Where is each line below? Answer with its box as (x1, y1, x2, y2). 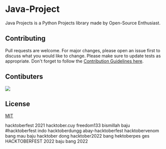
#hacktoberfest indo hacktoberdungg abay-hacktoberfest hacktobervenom (5, 128, 160, 134)
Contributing (5, 34, 46, 43)
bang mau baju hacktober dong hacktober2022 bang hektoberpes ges (5, 133, 150, 139)
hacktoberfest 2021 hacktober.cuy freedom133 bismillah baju (5, 123, 130, 129)
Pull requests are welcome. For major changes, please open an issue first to (5, 47, 161, 53)
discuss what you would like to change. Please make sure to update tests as (5, 53, 161, 59)
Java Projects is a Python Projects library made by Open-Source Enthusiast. (5, 20, 161, 26)
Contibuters (5, 73, 43, 81)
